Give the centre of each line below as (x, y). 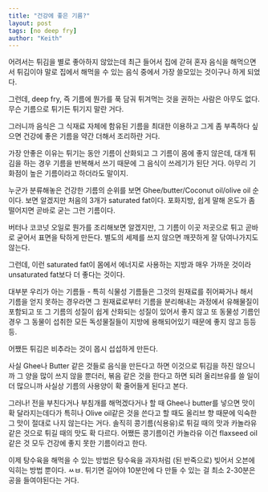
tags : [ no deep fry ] (43, 30)
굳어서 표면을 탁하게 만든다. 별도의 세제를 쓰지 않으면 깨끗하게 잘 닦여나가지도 (138, 238)
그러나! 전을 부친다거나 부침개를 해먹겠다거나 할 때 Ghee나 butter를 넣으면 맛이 (132, 403)
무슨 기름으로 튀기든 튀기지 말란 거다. (66, 109)
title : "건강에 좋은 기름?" (49, 16)
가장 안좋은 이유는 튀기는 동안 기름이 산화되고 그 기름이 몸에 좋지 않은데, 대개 (128, 153)
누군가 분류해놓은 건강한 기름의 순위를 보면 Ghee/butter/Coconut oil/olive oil (130, 190)
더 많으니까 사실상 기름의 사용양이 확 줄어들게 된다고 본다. (98, 386)
